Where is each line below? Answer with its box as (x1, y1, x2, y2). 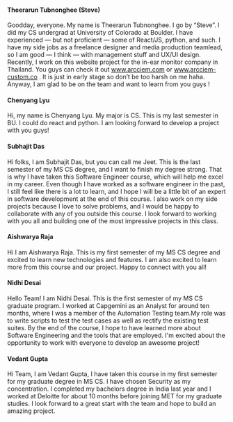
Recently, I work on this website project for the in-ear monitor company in (7, 58, 218, 66)
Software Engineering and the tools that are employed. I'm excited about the (7, 331, 226, 340)
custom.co (7, 73, 38, 81)
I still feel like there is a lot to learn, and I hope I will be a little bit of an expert (7, 187, 226, 195)
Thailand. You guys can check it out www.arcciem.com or (7, 65, 172, 74)
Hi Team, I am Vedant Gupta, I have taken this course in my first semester (7, 370, 218, 378)
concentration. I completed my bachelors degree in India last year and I (7, 384, 211, 393)
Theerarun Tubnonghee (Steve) (7, 6, 101, 14)
